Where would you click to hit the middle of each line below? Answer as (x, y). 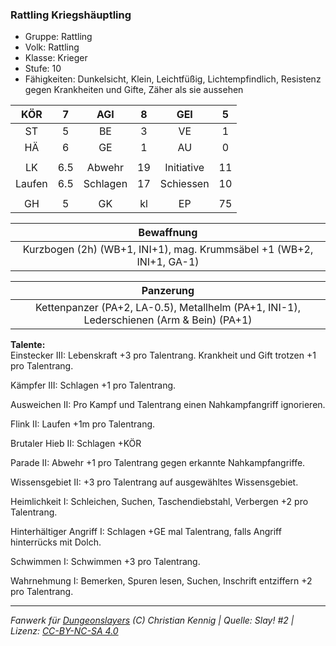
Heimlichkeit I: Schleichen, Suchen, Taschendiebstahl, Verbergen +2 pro (159, 502)
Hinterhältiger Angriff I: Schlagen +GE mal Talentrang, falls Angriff (146, 532)
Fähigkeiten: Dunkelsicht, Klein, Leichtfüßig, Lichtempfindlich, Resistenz (173, 79)
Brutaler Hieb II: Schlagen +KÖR (76, 444)
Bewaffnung (168, 233)
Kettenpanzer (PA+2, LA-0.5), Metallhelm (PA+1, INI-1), (167, 308)
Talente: (28, 345)
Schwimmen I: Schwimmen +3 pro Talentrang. (105, 562)
